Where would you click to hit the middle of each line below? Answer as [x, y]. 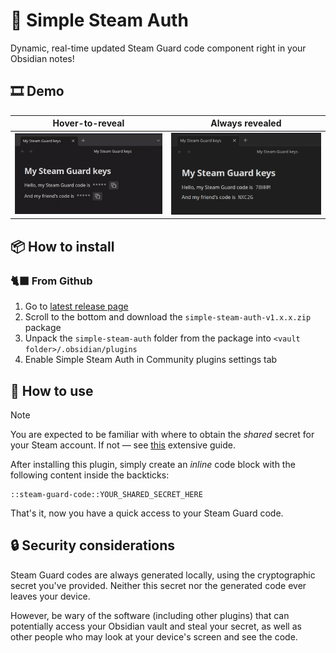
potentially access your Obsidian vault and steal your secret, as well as [156, 626]
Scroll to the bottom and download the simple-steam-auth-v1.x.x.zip [168, 317]
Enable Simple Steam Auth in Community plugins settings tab [151, 360]
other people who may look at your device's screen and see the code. [154, 636]
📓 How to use [52, 390]
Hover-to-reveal [88, 123]
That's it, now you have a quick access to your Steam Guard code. [147, 513]
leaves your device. [50, 596]
